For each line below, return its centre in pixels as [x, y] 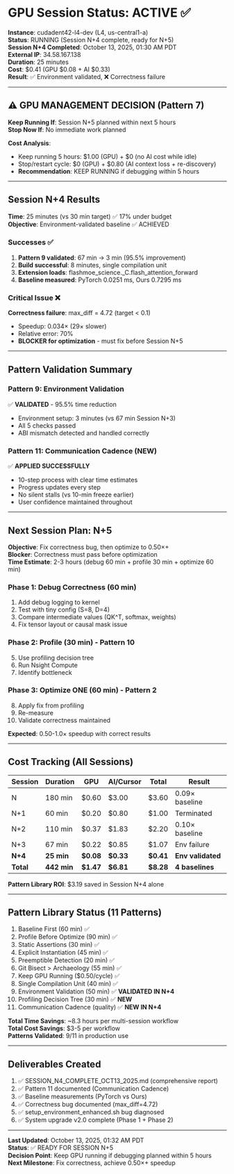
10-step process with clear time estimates [78, 480]
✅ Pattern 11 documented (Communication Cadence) [93, 1089]
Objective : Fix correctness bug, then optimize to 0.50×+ [89, 547]
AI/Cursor [125, 781]
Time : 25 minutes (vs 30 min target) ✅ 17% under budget [90, 216]
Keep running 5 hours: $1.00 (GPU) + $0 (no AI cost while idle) [107, 156]
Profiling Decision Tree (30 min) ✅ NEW [75, 999]
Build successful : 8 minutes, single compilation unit [92, 265]
